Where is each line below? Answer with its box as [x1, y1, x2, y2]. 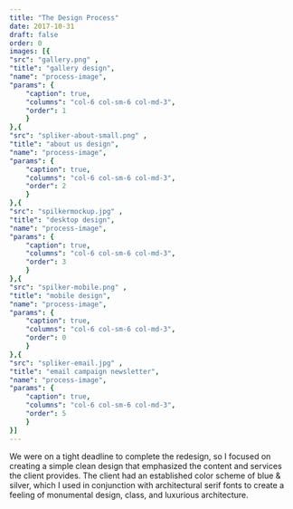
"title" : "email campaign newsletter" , [9, 367, 160, 376]
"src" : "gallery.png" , [9, 55, 99, 64]
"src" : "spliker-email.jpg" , [9, 359, 124, 368]
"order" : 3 [25, 257, 67, 267]
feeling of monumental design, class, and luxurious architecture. [9, 489, 249, 500]
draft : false [9, 30, 59, 39]
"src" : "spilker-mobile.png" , [9, 283, 128, 292]
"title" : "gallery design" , [9, 64, 116, 73]
